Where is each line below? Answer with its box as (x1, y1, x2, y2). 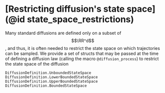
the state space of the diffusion (5, 61, 69, 67)
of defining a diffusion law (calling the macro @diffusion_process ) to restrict (5, 55, 159, 62)
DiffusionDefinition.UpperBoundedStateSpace (5, 79, 98, 84)
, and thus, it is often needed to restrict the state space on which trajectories (5, 45, 160, 51)
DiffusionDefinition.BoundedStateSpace (5, 83, 87, 88)
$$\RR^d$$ (71, 38, 95, 44)
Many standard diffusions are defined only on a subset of (5, 30, 122, 36)
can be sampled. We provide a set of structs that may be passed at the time (5, 50, 159, 56)
